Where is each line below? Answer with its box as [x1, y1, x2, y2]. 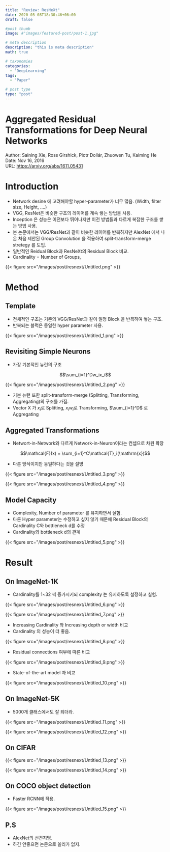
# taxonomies [5, 59, 33, 64]
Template [5, 301, 36, 311]
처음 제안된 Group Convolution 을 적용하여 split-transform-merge [18, 235, 151, 241]
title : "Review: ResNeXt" [5, 7, 60, 13]
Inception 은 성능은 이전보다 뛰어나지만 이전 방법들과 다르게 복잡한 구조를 [12, 216, 158, 222]
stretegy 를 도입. [12, 241, 47, 248]
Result [5, 557, 33, 568]
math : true [5, 49, 28, 54]
